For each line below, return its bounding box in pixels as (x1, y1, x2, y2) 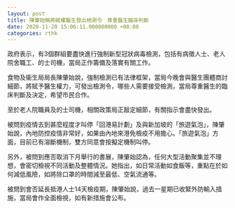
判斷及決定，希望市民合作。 (13, 91, 93, 99)
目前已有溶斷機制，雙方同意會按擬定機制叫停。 (19, 138, 155, 147)
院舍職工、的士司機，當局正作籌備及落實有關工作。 (7, 59, 155, 67)
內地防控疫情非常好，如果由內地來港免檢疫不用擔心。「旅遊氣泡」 (25, 129, 213, 138)
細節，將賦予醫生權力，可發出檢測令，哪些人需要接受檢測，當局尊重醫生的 (7, 82, 222, 91)
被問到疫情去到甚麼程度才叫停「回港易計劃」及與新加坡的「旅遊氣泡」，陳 (7, 120, 219, 129)
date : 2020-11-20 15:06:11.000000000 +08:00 (7, 23, 139, 30)
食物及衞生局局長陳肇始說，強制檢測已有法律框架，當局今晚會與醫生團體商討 (7, 73, 228, 82)
